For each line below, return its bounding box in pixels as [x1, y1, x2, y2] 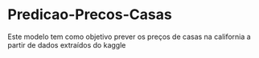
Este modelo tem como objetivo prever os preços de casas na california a [7, 32, 251, 41]
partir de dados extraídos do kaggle [7, 40, 126, 49]
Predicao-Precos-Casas [7, 6, 172, 24]
